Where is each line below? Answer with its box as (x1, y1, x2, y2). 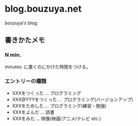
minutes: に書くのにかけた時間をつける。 (5, 64, 91, 70)
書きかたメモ (5, 36, 45, 45)
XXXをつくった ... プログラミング (12, 90, 82, 96)
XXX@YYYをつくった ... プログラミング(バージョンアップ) (12, 96, 133, 102)
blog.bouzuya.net (5, 3, 82, 15)
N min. (5, 51, 21, 58)
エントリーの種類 (5, 77, 47, 84)
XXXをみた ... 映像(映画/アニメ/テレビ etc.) (12, 115, 101, 121)
